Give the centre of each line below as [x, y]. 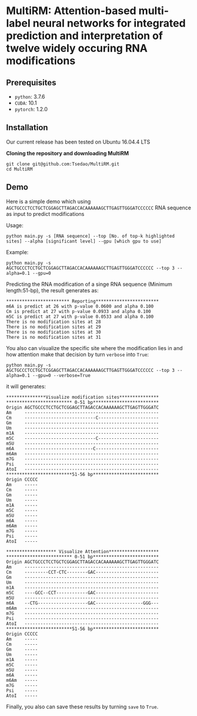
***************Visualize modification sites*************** [83, 397]
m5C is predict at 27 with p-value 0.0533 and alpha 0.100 [80, 317]
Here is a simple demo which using [49, 201]
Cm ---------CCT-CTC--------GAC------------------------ [83, 572]
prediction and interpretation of [85, 36]
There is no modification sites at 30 [54, 332]
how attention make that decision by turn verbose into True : [77, 354]
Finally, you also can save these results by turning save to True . [82, 707]
